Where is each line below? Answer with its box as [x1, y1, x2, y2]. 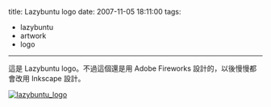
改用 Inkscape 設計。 [15, 74, 85, 83]
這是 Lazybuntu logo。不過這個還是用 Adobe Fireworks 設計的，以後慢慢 [8, 64, 250, 73]
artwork [19, 31, 47, 40]
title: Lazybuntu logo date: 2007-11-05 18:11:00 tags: [8, 7, 181, 16]
